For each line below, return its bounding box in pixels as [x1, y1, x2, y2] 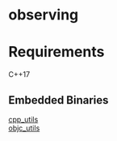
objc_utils [8, 123, 40, 133]
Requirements [8, 43, 105, 62]
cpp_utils [8, 114, 39, 124]
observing [8, 6, 79, 24]
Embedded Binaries [8, 93, 109, 107]
